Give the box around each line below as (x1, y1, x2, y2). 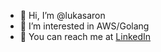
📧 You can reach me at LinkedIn (19, 31, 152, 42)
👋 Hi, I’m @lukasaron (19, 10, 106, 21)
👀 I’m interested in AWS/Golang (19, 20, 150, 32)
